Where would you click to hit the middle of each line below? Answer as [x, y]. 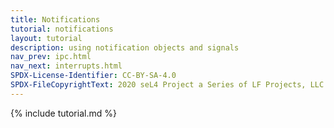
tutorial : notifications [62, 29]
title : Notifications [55, 19]
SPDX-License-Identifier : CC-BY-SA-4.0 [93, 76]
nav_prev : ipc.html [51, 57]
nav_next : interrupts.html [66, 66]
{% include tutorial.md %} [63, 113]
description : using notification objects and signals [125, 47]
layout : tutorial [46, 38]
